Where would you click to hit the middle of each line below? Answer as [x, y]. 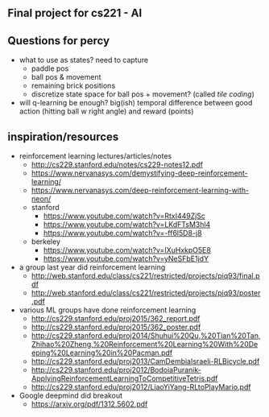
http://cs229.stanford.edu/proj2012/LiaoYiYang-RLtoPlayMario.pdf [141, 387]
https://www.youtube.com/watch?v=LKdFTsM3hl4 [127, 225]
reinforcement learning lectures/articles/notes [95, 156]
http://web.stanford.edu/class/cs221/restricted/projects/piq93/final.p [145, 276]
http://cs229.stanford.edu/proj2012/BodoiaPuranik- [116, 370]
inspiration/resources [63, 136]
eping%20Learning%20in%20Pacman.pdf [102, 353]
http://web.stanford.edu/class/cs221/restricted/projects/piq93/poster [146, 293]
